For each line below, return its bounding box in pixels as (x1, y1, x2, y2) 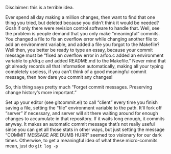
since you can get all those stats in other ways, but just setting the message (5, 126, 165, 133)
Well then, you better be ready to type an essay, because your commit (5, 47, 153, 53)
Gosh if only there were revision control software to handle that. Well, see (5, 25, 160, 31)
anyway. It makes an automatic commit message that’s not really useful (5, 121, 155, 127)
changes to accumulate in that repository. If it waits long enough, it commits (5, 116, 165, 122)
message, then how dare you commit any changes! (5, 74, 113, 80)
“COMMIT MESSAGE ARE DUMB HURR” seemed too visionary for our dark (5, 132, 162, 138)
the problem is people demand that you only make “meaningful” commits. (5, 31, 160, 36)
